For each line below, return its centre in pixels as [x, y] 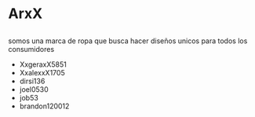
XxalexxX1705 [42, 72]
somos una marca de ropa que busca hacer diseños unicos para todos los [128, 41]
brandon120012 [44, 106]
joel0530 [34, 89]
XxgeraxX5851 [43, 64]
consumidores [31, 49]
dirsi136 [32, 81]
